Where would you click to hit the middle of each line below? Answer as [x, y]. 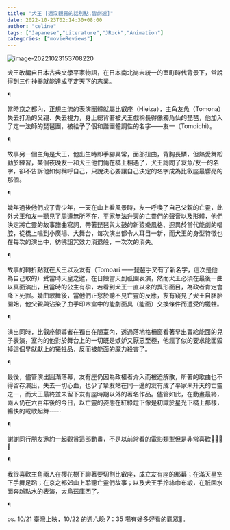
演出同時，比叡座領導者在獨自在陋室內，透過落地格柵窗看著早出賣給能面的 [112, 332]
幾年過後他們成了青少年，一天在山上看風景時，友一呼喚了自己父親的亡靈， [112, 208]
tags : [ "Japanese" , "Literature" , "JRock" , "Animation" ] [86, 33]
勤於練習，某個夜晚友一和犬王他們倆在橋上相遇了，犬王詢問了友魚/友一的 [110, 162]
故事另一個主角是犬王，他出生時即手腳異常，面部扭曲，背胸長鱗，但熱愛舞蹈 [115, 154]
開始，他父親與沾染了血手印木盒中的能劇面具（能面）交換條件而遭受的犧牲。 [115, 304]
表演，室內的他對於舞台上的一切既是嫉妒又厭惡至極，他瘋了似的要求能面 [115, 341]
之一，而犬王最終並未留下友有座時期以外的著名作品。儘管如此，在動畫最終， [115, 394]
